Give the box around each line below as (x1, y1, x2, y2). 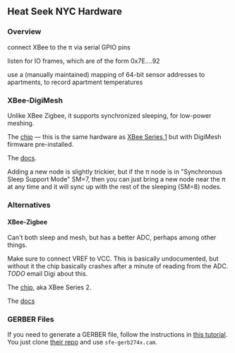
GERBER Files (7, 314, 54, 324)
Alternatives (7, 200, 51, 210)
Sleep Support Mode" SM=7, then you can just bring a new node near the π (7, 174, 226, 183)
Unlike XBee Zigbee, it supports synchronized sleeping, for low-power (7, 111, 212, 119)
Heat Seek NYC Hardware (7, 6, 122, 18)
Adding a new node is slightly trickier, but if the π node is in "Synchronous (7, 167, 222, 176)
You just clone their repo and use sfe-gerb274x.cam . (7, 338, 157, 347)
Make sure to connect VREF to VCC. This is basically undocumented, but (7, 254, 219, 263)
